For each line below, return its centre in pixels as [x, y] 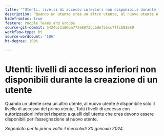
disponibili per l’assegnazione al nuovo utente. [51, 119]
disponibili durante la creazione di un [82, 79]
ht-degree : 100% [21, 41]
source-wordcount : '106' [30, 37]
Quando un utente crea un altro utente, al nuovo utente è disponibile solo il [80, 103]
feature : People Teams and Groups [40, 23]
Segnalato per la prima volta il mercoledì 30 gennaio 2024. [64, 128]
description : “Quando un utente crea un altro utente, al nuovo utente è [82, 14]
